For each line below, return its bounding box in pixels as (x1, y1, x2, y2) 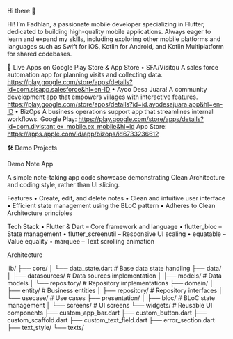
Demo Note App (7, 160, 54, 168)
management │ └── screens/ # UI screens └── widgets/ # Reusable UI (7, 301, 213, 309)
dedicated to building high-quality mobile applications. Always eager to (7, 28, 211, 36)
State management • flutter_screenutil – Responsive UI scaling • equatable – (7, 230, 226, 238)
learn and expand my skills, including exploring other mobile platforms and (7, 35, 221, 43)
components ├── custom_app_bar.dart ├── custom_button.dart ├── (7, 308, 207, 317)
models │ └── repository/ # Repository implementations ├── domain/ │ (7, 279, 214, 287)
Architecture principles (7, 209, 73, 217)
